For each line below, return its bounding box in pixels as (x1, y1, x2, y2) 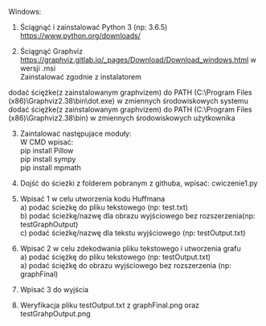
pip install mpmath (19, 163, 82, 172)
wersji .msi (19, 63, 56, 73)
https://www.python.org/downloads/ (19, 31, 141, 40)
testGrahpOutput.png (19, 309, 91, 318)
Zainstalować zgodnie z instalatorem (19, 72, 142, 81)
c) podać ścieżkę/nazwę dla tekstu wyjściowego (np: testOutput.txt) (19, 228, 247, 238)
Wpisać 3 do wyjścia (19, 285, 89, 294)
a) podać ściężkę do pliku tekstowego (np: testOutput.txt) (19, 252, 211, 262)
